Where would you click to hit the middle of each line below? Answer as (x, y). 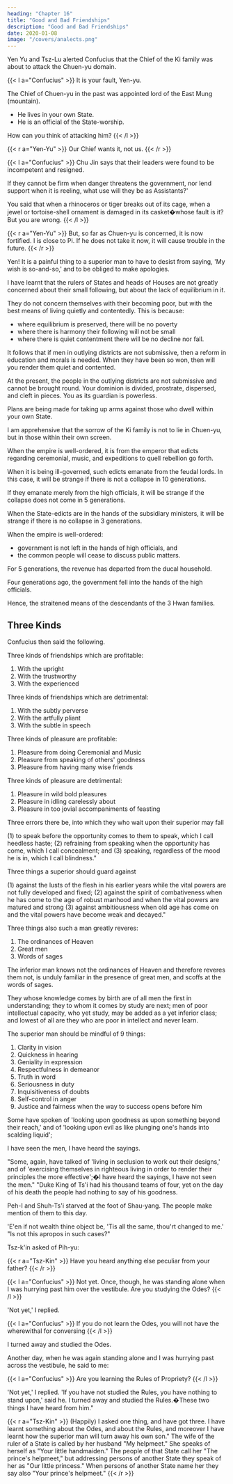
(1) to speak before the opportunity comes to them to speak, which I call (110, 835)
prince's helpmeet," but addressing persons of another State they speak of (114, 1458)
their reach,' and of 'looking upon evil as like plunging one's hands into (109, 1127)
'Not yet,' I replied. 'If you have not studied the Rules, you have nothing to (112, 1392)
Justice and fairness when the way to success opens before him (110, 1106)
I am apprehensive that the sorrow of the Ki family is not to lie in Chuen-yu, (115, 430)
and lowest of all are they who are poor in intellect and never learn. (103, 1020)
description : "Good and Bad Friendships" (68, 26)
